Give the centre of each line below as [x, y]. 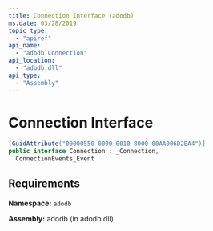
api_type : [25, 75]
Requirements [44, 184]
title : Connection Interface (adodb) [71, 16]
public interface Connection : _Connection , [84, 152]
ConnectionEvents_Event [55, 159]
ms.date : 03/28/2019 [43, 23]
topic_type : [28, 30]
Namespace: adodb [40, 203]
